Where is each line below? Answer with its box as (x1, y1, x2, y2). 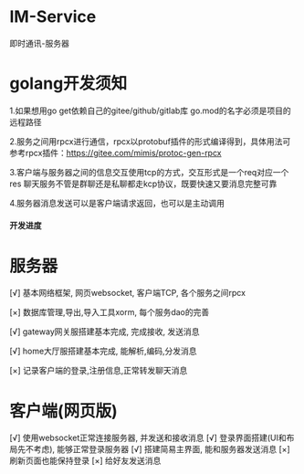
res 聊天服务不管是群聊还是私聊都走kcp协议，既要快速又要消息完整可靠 (9, 178, 278, 189)
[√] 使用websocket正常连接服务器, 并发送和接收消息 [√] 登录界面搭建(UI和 (9, 432, 287, 444)
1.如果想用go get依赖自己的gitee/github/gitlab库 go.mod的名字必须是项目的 (9, 105, 292, 116)
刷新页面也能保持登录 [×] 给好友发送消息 (9, 455, 162, 467)
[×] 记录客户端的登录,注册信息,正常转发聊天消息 (9, 365, 188, 376)
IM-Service (9, 6, 97, 27)
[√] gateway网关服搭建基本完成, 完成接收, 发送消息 (9, 326, 200, 337)
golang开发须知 (9, 73, 128, 94)
